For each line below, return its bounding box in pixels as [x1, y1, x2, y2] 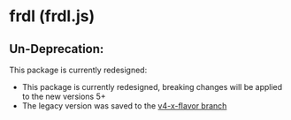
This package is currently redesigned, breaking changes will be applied [21, 82, 283, 92]
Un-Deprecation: [9, 41, 104, 56]
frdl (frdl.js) [9, 6, 96, 26]
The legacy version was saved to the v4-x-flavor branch [21, 101, 227, 111]
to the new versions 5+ [21, 91, 106, 101]
